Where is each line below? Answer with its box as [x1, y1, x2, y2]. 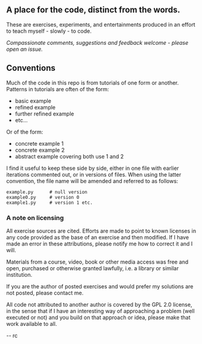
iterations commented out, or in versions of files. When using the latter [6, 170, 181, 178]
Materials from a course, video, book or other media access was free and [6, 258, 189, 265]
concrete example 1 [14, 140, 64, 147]
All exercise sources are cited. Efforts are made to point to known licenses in [6, 227, 197, 235]
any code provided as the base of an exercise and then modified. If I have [6, 233, 189, 241]
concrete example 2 [14, 146, 65, 154]
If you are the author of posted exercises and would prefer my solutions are [6, 282, 194, 290]
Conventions [6, 63, 56, 73]
